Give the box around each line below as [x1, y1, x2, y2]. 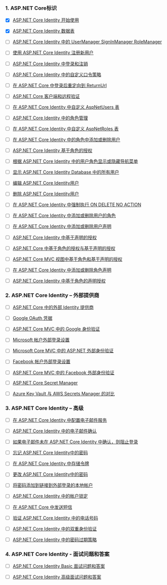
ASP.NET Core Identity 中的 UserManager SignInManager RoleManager [12, 39, 162, 45]
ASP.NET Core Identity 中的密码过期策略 [12, 537, 97, 543]
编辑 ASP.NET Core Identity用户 [12, 180, 80, 186]
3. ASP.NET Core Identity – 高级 [5, 404, 84, 412]
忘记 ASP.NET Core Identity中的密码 [12, 450, 88, 456]
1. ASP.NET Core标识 [5, 4, 57, 11]
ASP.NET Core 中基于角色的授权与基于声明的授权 [12, 245, 116, 251]
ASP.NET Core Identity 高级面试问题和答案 [12, 574, 102, 580]
